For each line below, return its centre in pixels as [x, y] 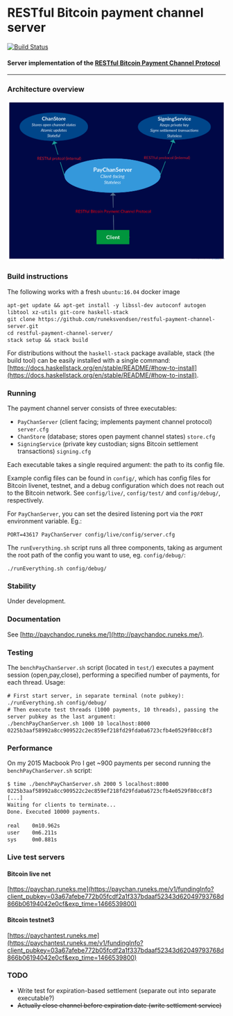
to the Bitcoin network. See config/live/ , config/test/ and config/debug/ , [114, 493]
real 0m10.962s [34, 826]
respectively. [25, 500]
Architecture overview [46, 90]
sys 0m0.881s [32, 840]
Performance [30, 748]
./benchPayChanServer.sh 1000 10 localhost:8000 [79, 723]
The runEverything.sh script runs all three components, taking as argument [115, 548]
